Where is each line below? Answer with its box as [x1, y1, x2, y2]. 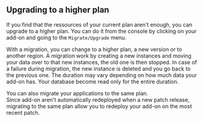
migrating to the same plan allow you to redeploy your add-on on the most [6, 103, 193, 110]
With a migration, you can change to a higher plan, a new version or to [6, 46, 182, 53]
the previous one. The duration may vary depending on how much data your [6, 71, 198, 78]
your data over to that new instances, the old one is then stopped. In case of [6, 58, 198, 66]
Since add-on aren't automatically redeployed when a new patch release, [6, 96, 190, 103]
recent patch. [6, 109, 40, 116]
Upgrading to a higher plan [6, 5, 109, 15]
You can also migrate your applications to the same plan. [6, 89, 148, 97]
